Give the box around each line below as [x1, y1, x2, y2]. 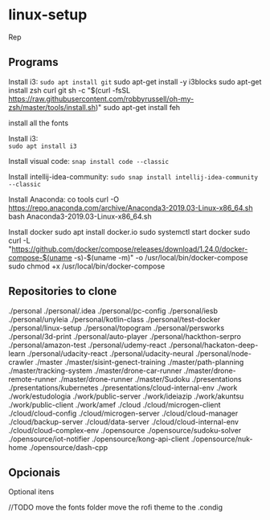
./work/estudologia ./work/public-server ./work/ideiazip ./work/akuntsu [8, 391, 244, 401]
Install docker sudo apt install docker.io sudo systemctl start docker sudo [8, 227, 251, 236]
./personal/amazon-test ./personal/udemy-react [8, 340, 167, 350]
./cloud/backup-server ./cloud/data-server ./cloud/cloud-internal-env [8, 416, 239, 427]
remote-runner [8, 374, 58, 383]
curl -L [8, 235, 31, 245]
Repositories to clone [8, 285, 117, 298]
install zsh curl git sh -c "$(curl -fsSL [8, 85, 131, 95]
